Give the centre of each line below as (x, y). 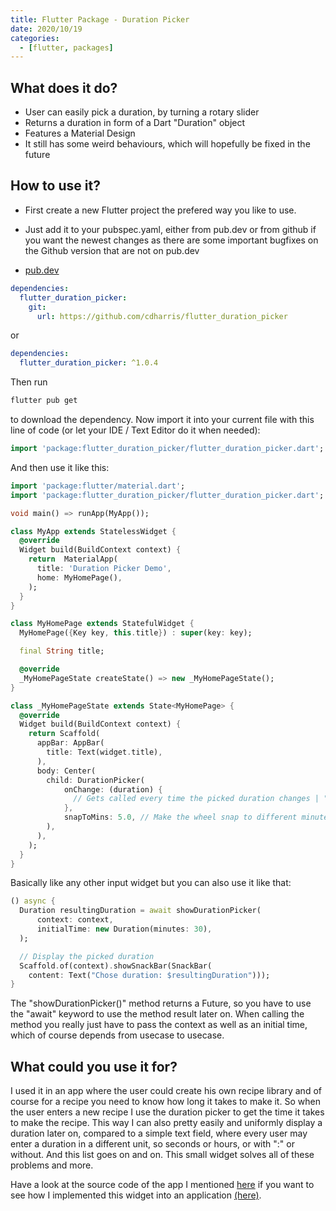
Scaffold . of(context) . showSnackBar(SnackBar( (116, 966)
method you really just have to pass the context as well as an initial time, (159, 1025)
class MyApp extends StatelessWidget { (93, 531)
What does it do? (64, 87)
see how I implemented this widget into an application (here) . (136, 1195)
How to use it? (55, 186)
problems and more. (52, 1165)
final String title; (62, 651)
